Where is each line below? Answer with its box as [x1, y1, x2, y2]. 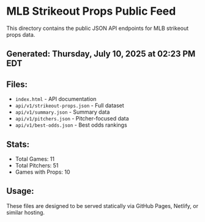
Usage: [6, 186, 35, 196]
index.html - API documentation [15, 95, 97, 103]
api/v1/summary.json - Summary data [15, 108, 110, 116]
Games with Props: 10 [15, 168, 70, 176]
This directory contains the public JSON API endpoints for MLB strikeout [6, 24, 189, 32]
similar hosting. [6, 209, 45, 216]
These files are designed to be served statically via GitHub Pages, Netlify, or [6, 202, 199, 209]
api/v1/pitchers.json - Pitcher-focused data [15, 115, 130, 122]
